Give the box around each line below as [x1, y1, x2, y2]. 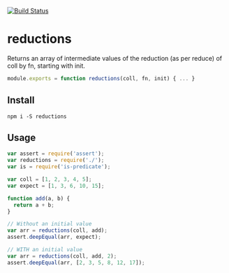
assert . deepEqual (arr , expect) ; [7, 234, 101, 241]
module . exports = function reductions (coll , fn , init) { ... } [7, 75, 195, 82]
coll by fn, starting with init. [7, 61, 86, 70]
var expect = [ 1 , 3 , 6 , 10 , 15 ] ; [7, 182, 105, 189]
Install [7, 94, 35, 106]
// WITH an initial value [7, 246, 82, 253]
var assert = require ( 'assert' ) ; [7, 150, 105, 157]
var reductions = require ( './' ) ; [7, 157, 105, 164]
